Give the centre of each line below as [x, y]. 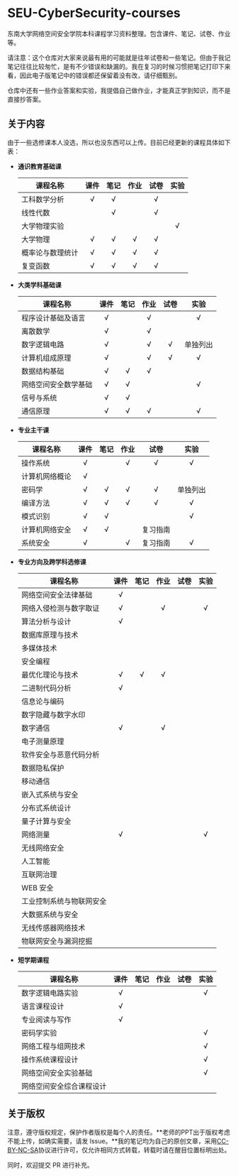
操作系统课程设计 [50, 1060]
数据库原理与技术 [50, 635]
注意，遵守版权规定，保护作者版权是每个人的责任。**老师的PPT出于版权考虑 [119, 1132]
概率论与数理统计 [50, 252]
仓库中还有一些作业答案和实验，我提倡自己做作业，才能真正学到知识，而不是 [119, 90]
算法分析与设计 [46, 621]
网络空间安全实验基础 [57, 1072]
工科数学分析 [42, 199]
